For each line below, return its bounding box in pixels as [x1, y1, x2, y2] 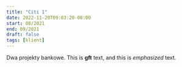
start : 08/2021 [6, 20, 45, 26]
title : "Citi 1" [6, 9, 47, 15]
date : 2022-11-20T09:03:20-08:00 [6, 15, 91, 21]
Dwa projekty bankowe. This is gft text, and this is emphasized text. [6, 54, 177, 61]
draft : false [6, 32, 40, 38]
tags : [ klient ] [6, 37, 45, 43]
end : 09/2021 [6, 26, 40, 32]
